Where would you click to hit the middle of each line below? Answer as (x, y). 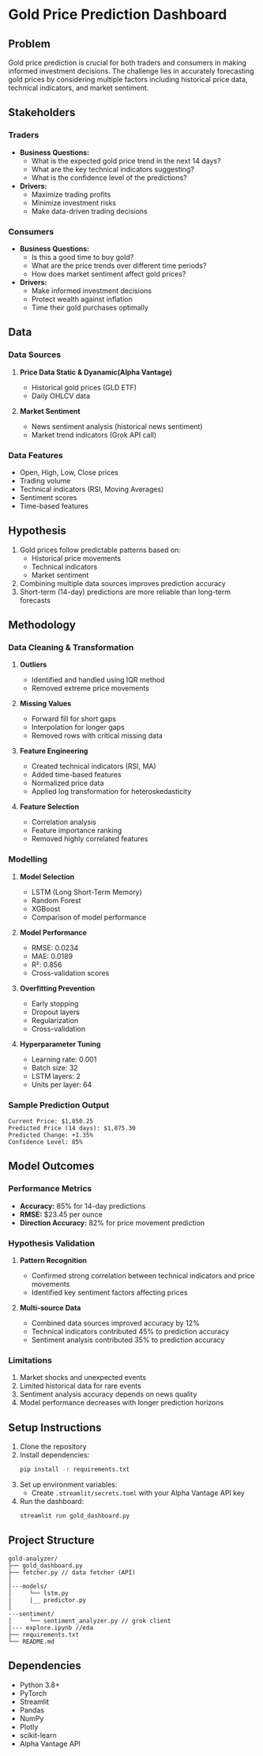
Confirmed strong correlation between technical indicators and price (143, 1276)
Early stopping (55, 1003)
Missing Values (45, 704)
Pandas (32, 1710)
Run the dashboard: (52, 1502)
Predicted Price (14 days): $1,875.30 (72, 1128)
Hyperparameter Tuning (60, 1043)
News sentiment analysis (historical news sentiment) (117, 426)
